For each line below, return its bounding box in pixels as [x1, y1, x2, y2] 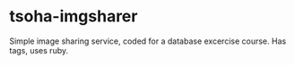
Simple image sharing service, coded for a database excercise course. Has [9, 36, 287, 46]
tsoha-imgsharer [9, 6, 138, 27]
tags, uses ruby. [9, 45, 69, 55]
